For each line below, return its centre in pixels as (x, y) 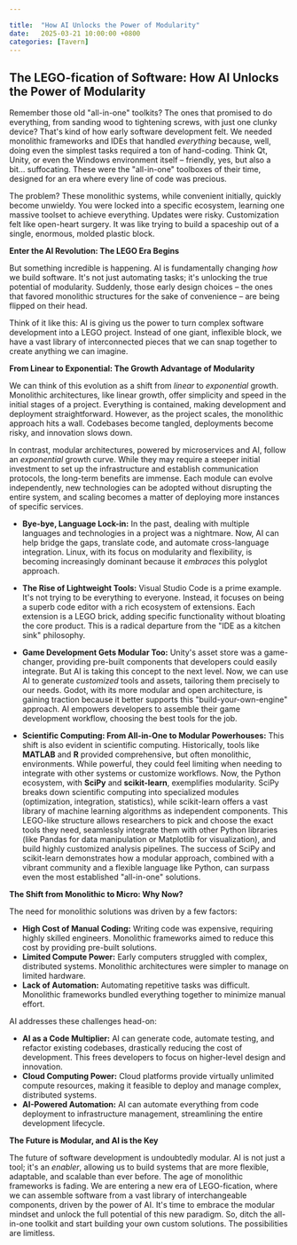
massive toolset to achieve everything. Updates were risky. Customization (144, 215)
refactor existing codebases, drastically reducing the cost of (132, 1048)
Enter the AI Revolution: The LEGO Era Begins (94, 251)
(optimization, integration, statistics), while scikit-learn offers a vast (145, 802)
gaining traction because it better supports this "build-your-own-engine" (155, 700)
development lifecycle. (63, 1123)
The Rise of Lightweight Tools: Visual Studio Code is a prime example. (152, 588)
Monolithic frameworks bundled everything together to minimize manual (154, 995)
